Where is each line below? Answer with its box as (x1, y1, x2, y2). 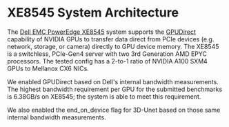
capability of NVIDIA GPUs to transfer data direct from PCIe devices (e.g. (7, 35, 215, 43)
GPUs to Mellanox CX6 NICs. (7, 64, 90, 72)
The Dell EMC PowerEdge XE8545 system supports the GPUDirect (7, 28, 197, 36)
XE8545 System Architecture (7, 5, 179, 21)
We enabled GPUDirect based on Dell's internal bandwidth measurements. (7, 77, 219, 86)
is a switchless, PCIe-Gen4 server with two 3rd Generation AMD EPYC (7, 50, 208, 58)
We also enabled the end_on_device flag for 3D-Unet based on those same (7, 106, 221, 114)
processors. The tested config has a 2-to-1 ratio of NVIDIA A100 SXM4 (7, 57, 208, 65)
